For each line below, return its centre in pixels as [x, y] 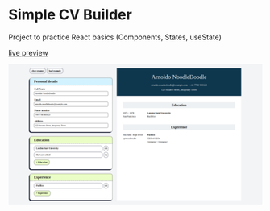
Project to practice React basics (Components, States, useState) [115, 37]
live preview [28, 52]
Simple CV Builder [71, 15]
